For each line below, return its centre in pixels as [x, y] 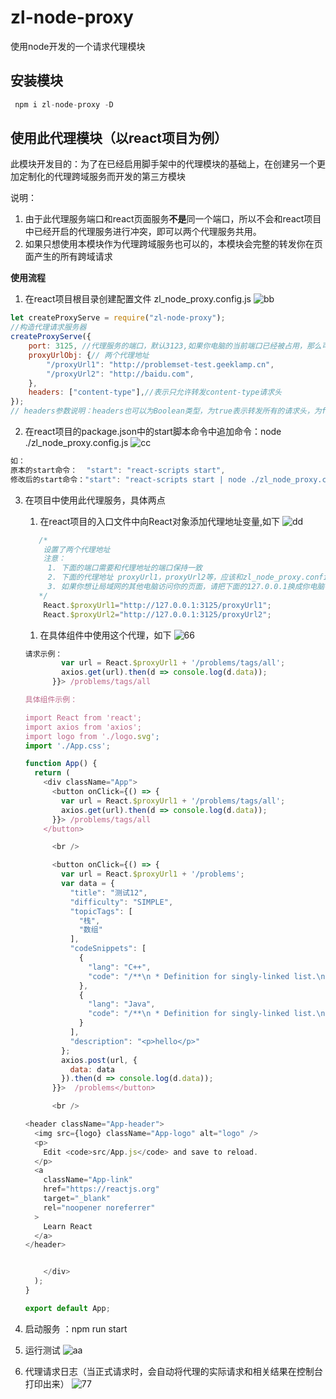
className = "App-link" [88, 1180]
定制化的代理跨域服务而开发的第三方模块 [102, 177]
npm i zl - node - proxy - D [64, 104]
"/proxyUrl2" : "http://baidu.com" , [120, 374]
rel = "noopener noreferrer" [99, 1207]
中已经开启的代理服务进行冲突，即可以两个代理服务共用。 [143, 232]
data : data [92, 1069]
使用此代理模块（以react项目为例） [119, 138]
